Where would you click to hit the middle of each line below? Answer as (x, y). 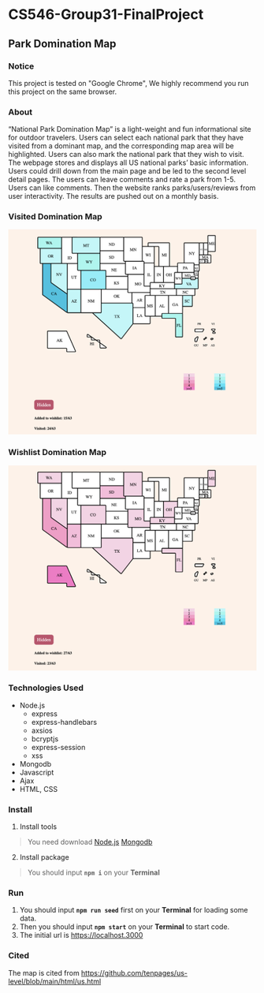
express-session (58, 747)
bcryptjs (45, 738)
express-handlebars (64, 722)
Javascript (37, 772)
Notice (21, 66)
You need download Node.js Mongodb (90, 842)
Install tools (38, 827)
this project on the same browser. (63, 91)
